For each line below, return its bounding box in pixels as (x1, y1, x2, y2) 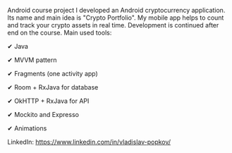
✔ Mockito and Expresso (7, 111, 80, 118)
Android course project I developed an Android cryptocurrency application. (7, 6, 226, 14)
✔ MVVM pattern (7, 56, 57, 64)
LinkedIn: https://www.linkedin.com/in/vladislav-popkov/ (7, 137, 171, 146)
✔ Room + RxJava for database (7, 83, 99, 91)
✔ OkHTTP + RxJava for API (7, 97, 90, 105)
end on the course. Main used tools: (7, 28, 112, 37)
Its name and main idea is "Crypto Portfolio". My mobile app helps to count (7, 13, 224, 22)
